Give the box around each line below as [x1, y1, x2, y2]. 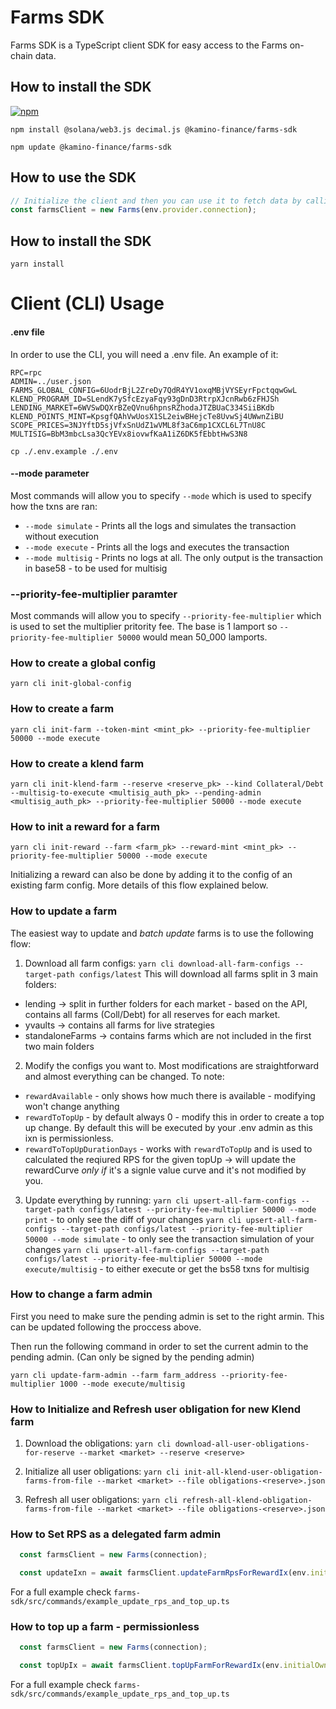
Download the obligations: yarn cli [24, 1437, 172, 1450]
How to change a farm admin [10, 1287, 153, 1301]
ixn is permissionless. [24, 1132, 114, 1144]
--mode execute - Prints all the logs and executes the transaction [24, 541, 290, 553]
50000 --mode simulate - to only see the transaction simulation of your [24, 1232, 315, 1245]
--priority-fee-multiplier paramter [10, 587, 178, 601]
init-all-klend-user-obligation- [183, 1467, 323, 1478]
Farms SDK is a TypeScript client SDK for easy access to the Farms [10, 39, 288, 51]
